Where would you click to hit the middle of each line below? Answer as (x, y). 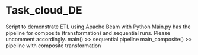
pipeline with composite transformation (53, 46)
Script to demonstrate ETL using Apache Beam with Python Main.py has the (98, 27)
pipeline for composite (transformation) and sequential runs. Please (88, 33)
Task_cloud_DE (44, 10)
